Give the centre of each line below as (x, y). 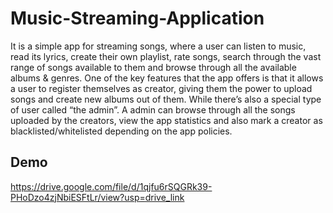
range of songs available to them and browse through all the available (153, 67)
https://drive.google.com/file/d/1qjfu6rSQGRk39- (111, 186)
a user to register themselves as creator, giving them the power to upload (161, 88)
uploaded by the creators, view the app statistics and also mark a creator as (166, 120)
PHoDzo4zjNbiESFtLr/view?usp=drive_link (97, 197)
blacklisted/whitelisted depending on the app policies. (121, 131)
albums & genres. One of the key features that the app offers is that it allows (167, 78)
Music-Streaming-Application (137, 18)
